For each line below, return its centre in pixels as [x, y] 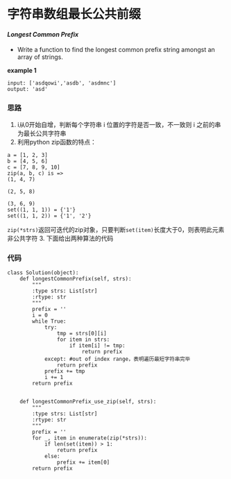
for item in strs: [83, 339]
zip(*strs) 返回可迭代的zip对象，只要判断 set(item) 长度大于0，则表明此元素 [116, 229]
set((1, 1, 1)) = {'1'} [42, 210]
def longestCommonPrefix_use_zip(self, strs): [88, 401]
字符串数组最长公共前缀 [74, 14]
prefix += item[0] [83, 462]
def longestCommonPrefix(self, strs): [76, 278]
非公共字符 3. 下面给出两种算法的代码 [60, 238]
